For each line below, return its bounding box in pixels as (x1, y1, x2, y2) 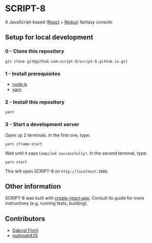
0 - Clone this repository (5, 48, 65, 55)
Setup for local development (5, 33, 93, 41)
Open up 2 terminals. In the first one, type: (5, 132, 90, 138)
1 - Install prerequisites (5, 70, 61, 77)
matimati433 (12, 233, 38, 239)
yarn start (5, 160, 27, 164)
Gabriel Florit (12, 227, 39, 233)
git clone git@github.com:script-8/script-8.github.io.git (5, 59, 128, 64)
